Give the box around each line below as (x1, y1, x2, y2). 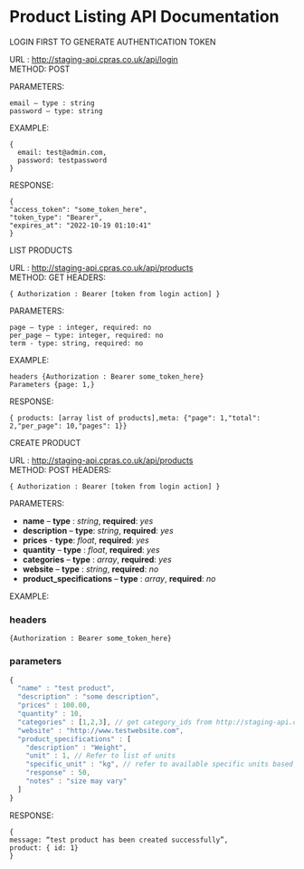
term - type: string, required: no (9, 338, 144, 348)
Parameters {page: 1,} (9, 380, 95, 389)
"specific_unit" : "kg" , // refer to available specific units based (25, 759, 294, 769)
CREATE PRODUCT (9, 437, 81, 448)
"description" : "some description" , (17, 692, 160, 701)
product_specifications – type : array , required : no (22, 573, 216, 584)
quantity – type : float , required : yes (22, 544, 160, 555)
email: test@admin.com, (17, 148, 107, 157)
